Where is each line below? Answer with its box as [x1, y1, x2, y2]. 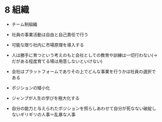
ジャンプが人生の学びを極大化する [11, 95, 80, 101]
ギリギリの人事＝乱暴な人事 [20, 111, 76, 117]
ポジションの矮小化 [11, 85, 50, 91]
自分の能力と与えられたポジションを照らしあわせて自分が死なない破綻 [11, 105, 152, 111]
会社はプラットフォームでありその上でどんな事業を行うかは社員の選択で [11, 68, 156, 74]
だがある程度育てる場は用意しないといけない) [11, 58, 103, 64]
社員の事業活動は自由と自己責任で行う [11, 31, 88, 37]
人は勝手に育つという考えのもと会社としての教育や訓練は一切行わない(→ [11, 52, 158, 58]
